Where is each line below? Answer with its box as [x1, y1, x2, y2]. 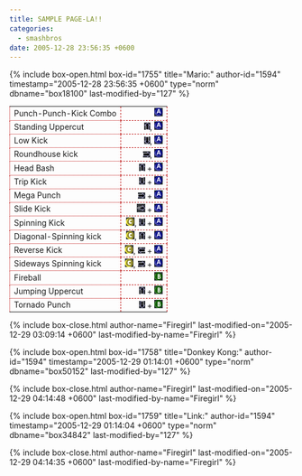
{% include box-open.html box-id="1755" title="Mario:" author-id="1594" [9, 69, 281, 80]
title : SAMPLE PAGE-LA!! [9, 14, 103, 23]
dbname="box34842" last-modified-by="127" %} [9, 430, 194, 440]
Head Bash [14, 163, 55, 173]
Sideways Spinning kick [14, 258, 102, 269]
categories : [9, 23, 54, 33]
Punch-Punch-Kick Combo [14, 107, 117, 118]
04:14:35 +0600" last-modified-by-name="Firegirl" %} [32, 457, 236, 467]
